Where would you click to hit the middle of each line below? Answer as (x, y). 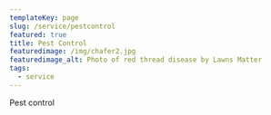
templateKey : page (44, 18)
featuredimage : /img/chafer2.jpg (73, 52)
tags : (20, 69)
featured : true (38, 34)
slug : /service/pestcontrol (63, 26)
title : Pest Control (49, 43)
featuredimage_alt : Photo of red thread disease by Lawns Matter (135, 60)
